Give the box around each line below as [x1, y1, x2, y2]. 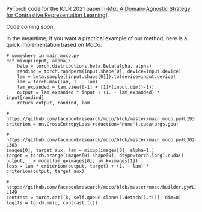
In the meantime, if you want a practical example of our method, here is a [6, 35, 188, 41]
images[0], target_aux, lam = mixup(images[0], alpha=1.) [6, 147, 155, 153]
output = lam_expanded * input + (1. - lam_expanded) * [17, 89, 161, 95]
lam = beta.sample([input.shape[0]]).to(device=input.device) [17, 74, 176, 80]
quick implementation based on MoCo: [6, 41, 102, 48]
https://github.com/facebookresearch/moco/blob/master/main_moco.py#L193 [6, 116, 195, 122]
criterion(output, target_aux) [6, 168, 85, 174]
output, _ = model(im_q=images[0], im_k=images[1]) [6, 158, 138, 164]
